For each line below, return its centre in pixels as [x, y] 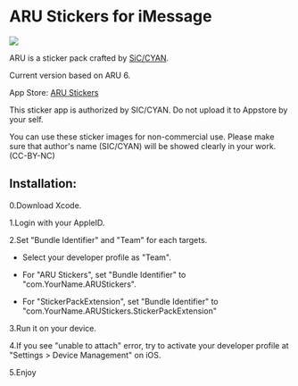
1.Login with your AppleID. [57, 222]
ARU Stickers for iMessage [111, 17]
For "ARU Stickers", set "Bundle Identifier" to [104, 274]
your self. [26, 119]
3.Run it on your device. [53, 328]
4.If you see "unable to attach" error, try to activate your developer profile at [149, 345]
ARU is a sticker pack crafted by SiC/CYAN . [89, 58]
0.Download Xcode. [46, 205]
